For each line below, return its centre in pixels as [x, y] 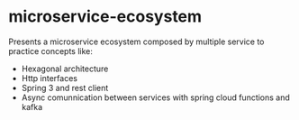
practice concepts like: [51, 51]
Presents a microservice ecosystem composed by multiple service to [136, 42]
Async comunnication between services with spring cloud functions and [155, 97]
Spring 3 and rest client [65, 88]
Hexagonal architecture [65, 69]
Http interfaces [50, 78]
